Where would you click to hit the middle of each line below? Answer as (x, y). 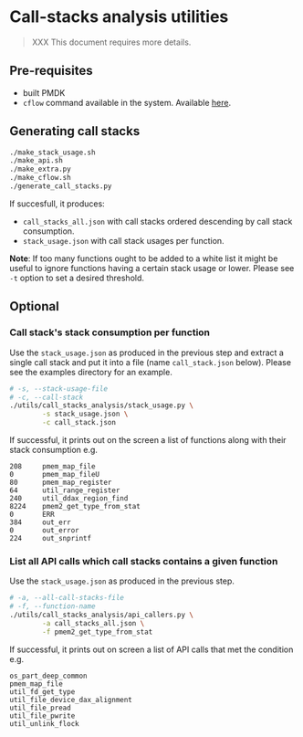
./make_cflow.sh (40, 178)
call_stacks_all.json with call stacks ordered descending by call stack (157, 221)
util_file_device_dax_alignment (71, 700)
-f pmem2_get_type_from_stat (98, 632)
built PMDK (44, 92)
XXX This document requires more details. (111, 42)
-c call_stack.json (79, 423)
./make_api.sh (37, 161)
